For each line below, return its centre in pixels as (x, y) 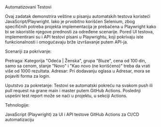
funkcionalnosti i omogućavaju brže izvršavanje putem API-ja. (66, 42)
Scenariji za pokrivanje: (28, 51)
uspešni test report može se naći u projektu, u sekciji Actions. (66, 96)
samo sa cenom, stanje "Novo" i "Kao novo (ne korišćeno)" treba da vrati (78, 66)
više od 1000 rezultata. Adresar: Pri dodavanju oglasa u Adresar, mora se (78, 71)
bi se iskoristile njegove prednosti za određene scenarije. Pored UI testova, (80, 32)
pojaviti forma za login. (28, 76)
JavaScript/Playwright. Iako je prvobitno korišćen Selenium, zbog (70, 21)
